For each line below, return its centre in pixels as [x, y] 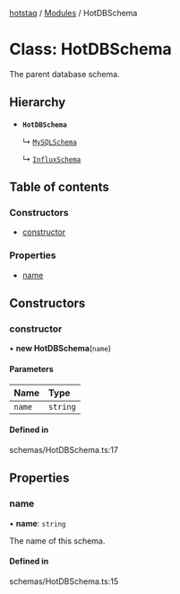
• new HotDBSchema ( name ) [60, 349]
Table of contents [59, 187]
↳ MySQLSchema [50, 141]
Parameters [31, 369]
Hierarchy [38, 102]
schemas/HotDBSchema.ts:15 [64, 581]
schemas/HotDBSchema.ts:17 [64, 449]
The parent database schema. [64, 74]
